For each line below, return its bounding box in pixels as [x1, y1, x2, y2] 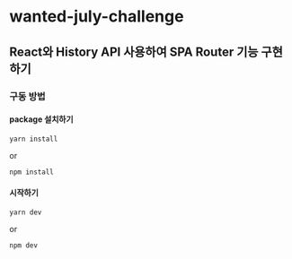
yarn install [9, 134, 58, 143]
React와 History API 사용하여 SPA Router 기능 [9, 44, 259, 59]
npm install [9, 168, 54, 177]
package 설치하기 [9, 114, 74, 125]
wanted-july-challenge [9, 6, 184, 27]
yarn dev [9, 208, 42, 217]
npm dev [9, 240, 39, 250]
